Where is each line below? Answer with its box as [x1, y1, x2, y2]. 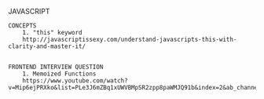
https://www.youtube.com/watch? [22, 77, 128, 85]
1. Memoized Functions [22, 70, 97, 78]
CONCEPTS [8, 22, 37, 30]
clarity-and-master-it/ [8, 42, 86, 50]
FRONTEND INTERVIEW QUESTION [8, 63, 104, 71]
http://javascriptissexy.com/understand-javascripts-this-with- [22, 35, 237, 43]
